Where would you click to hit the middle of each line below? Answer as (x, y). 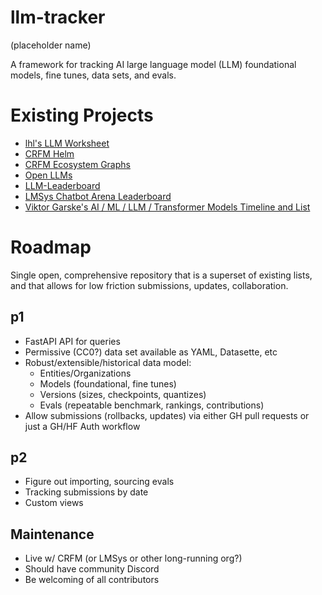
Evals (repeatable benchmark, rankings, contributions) (152, 405)
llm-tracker (58, 17)
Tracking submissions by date (86, 492)
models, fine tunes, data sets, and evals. (93, 75)
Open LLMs (48, 175)
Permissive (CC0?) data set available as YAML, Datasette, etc (151, 352)
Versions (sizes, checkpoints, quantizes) (123, 394)
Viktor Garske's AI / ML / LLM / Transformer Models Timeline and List (167, 207)
